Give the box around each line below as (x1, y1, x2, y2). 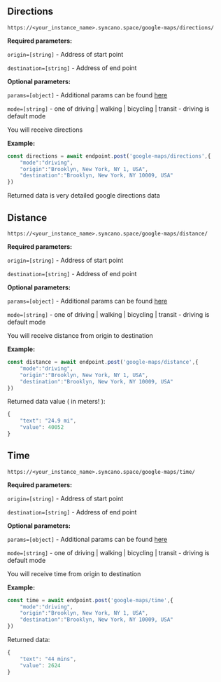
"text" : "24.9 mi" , (20, 417, 77, 425)
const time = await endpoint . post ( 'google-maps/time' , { (7, 596, 173, 603)
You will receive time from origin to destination (7, 569, 141, 578)
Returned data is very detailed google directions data (7, 191, 161, 200)
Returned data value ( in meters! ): (7, 397, 106, 406)
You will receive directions (7, 125, 83, 134)
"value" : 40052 (20, 424, 64, 431)
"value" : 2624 (20, 662, 61, 669)
